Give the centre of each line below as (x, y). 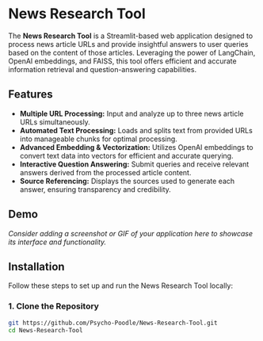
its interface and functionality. (57, 242)
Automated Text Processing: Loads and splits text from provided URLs (136, 130)
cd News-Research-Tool (46, 330)
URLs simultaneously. (55, 122)
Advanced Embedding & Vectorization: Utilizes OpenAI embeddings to (136, 147)
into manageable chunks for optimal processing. (99, 139)
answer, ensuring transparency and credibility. (95, 189)
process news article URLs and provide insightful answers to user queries (128, 44)
